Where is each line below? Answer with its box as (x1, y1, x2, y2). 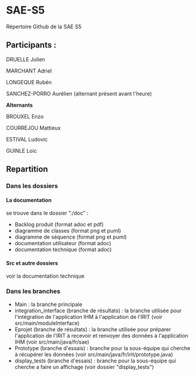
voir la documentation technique (6, 272, 85, 280)
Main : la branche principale (14, 301, 82, 308)
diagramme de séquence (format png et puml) (14, 233, 127, 240)
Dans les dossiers (6, 182, 58, 190)
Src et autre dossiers (6, 259, 58, 266)
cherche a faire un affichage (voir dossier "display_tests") (14, 363, 154, 370)
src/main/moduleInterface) (14, 319, 80, 326)
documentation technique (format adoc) (14, 246, 112, 253)
